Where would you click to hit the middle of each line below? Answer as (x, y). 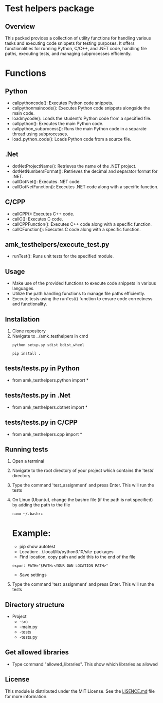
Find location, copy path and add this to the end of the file (77, 557)
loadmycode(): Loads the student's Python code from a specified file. (82, 118)
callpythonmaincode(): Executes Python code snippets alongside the (81, 108)
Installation (22, 319)
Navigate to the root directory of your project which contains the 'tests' (83, 470)
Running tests (27, 449)
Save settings (33, 575)
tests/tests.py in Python (42, 369)
